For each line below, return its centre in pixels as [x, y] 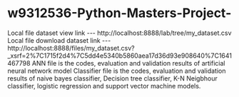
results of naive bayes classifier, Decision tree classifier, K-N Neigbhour [112, 78]
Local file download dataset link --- [59, 40]
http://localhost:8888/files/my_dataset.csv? [71, 48]
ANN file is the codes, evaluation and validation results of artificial [128, 63]
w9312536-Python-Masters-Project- [119, 13]
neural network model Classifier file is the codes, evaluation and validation [117, 71]
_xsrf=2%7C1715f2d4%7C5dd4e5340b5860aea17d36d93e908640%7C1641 [119, 56]
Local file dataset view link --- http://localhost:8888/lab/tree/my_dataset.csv [119, 33]
